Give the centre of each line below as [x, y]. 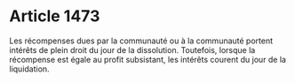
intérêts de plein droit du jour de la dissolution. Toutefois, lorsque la [132, 49]
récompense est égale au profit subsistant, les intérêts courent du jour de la [148, 59]
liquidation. [30, 69]
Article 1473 [55, 16]
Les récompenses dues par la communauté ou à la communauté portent [141, 41]
